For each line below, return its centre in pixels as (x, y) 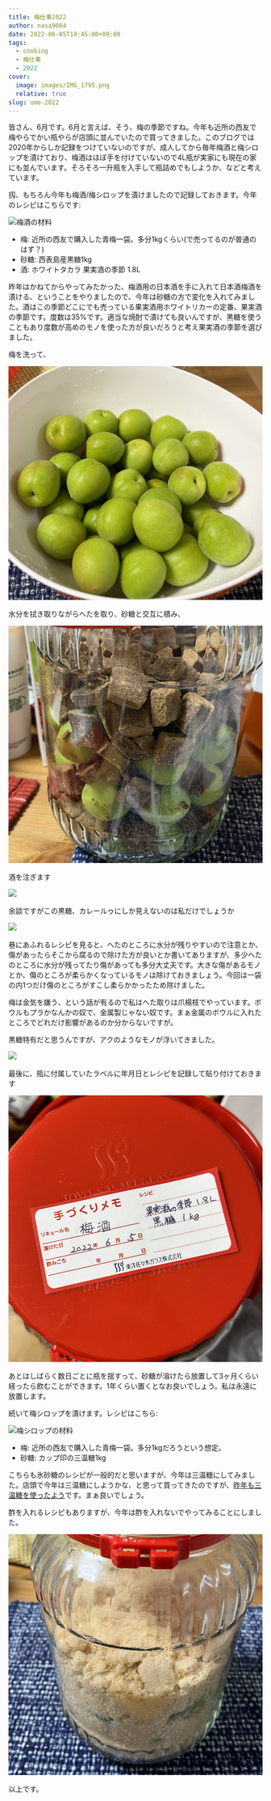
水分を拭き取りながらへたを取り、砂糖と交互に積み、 (97, 614)
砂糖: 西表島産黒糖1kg (56, 259)
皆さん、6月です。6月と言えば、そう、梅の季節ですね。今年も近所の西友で (132, 127)
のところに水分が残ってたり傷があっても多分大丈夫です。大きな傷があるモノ (135, 965)
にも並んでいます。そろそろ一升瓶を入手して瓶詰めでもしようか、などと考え (135, 168)
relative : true (41, 94)
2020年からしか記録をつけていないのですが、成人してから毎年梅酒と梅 (127, 147)
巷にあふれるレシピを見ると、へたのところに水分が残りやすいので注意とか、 (135, 945)
